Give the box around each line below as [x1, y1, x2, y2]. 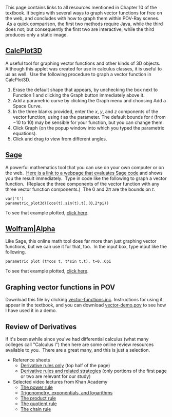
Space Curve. [12, 103, 42, 109]
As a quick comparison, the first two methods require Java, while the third [6, 21, 163, 27]
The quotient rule [20, 401, 58, 407]
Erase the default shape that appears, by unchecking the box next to [12, 86, 158, 93]
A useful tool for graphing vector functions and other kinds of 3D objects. [5, 60, 161, 66]
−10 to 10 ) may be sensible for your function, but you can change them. [12, 119, 164, 125]
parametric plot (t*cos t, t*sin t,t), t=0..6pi [5, 259, 111, 264]
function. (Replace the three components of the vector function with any [5, 180, 160, 187]
